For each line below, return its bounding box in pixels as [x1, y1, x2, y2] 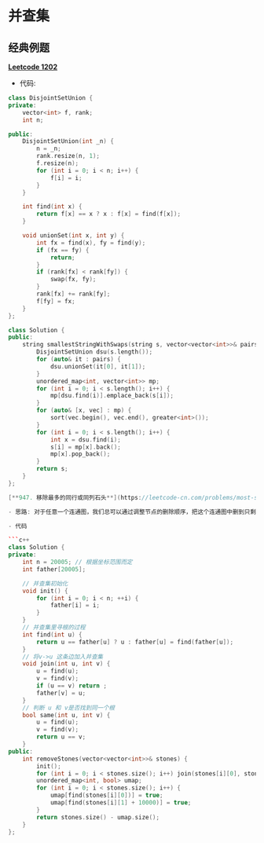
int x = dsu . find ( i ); [49, 435, 122, 444]
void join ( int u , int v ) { [22, 660, 111, 668]
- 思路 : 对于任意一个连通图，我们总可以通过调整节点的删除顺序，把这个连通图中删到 [8, 508, 245, 515]
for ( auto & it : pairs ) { [36, 355, 122, 363]
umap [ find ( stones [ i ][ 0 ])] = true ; [49, 791, 163, 800]
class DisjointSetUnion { [8, 94, 93, 102]
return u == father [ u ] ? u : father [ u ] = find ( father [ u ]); [36, 638, 234, 646]
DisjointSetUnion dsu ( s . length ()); [36, 348, 153, 356]
